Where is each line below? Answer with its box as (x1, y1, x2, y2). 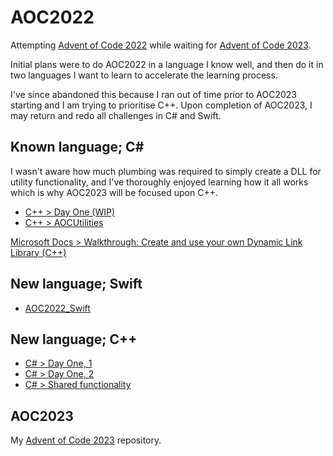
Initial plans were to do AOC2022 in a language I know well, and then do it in (10, 58, 324, 70)
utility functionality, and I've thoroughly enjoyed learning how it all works (10, 176, 309, 188)
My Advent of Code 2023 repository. (10, 434, 162, 446)
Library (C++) (10, 246, 67, 258)
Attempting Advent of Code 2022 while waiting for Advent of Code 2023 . (10, 39, 312, 51)
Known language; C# (10, 139, 145, 156)
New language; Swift (10, 276, 143, 293)
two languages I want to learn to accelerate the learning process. (10, 69, 278, 81)
